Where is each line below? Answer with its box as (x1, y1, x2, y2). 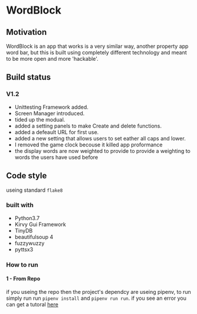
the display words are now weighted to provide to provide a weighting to (14, 147, 191, 154)
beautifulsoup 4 (14, 233, 54, 240)
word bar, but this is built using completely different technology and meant (6, 49, 187, 56)
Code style (6, 171, 47, 181)
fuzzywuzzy (14, 240, 45, 247)
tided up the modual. (14, 116, 65, 123)
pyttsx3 (14, 246, 34, 253)
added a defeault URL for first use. (14, 128, 99, 136)
